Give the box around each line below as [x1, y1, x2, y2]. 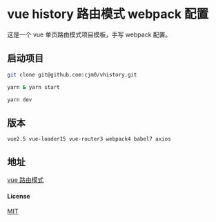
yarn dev [7, 96, 32, 103]
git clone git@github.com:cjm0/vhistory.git [7, 71, 137, 78]
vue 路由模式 [7, 176, 44, 183]
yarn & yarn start [7, 83, 60, 90]
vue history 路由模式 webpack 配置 [7, 6, 209, 22]
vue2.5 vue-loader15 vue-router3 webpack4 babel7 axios [7, 136, 171, 143]
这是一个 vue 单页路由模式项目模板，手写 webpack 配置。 [7, 30, 172, 39]
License [7, 192, 31, 200]
